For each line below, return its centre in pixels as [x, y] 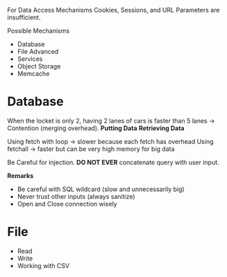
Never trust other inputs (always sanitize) [76, 196]
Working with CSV [43, 265]
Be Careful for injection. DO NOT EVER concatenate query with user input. [113, 162]
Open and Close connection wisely [67, 204]
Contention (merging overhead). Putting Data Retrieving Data [96, 128]
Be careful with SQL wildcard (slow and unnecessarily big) [101, 189]
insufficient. [24, 17]
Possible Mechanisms [39, 31]
